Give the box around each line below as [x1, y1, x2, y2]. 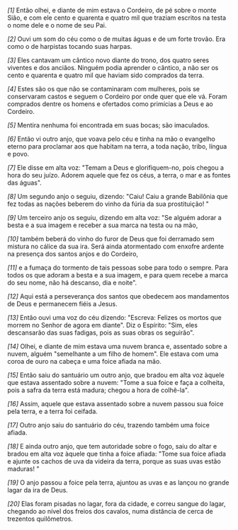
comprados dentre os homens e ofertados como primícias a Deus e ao [7, 100, 214, 108]
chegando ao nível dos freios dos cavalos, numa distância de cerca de [7, 507, 214, 515]
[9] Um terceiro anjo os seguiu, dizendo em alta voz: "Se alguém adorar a [7, 214, 222, 221]
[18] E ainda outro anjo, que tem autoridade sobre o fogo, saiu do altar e [7, 442, 217, 450]
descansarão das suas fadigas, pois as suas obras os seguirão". [7, 328, 195, 337]
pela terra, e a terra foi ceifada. [7, 407, 98, 415]
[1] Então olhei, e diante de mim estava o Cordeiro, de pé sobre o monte [7, 6, 217, 14]
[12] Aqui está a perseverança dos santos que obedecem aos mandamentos [7, 292, 229, 300]
